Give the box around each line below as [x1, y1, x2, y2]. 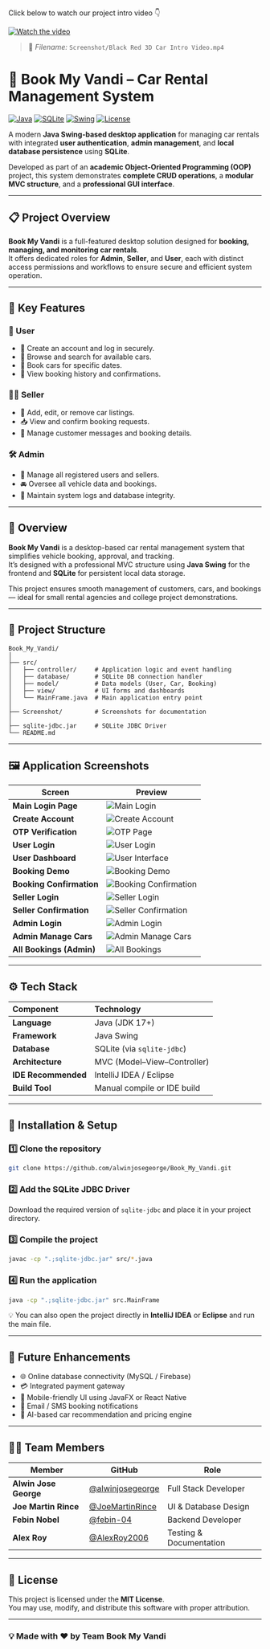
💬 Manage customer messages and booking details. [19, 428, 192, 438]
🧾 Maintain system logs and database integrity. [19, 491, 175, 500]
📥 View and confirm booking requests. [19, 416, 150, 426]
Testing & [167, 1527, 203, 1538]
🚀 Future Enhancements [8, 1350, 131, 1364]
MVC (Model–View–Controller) [94, 1056, 210, 1067]
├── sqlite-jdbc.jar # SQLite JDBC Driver [8, 721, 167, 730]
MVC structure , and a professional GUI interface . [8, 179, 175, 189]
